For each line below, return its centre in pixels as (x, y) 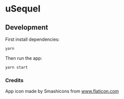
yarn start (17, 67)
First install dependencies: (32, 39)
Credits (14, 80)
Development (27, 27)
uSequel (23, 9)
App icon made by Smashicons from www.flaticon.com (62, 91)
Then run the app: (24, 58)
